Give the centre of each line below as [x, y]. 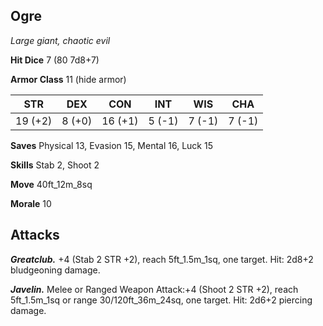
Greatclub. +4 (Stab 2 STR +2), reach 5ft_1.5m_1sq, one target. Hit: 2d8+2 [162, 259]
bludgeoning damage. [55, 270]
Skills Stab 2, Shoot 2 [55, 165]
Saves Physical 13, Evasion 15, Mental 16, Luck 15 [111, 145]
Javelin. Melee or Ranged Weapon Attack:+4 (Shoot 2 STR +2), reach [154, 289]
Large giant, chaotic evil [60, 40]
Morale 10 [31, 203]
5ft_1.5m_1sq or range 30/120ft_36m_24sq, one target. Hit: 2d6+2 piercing [161, 300]
